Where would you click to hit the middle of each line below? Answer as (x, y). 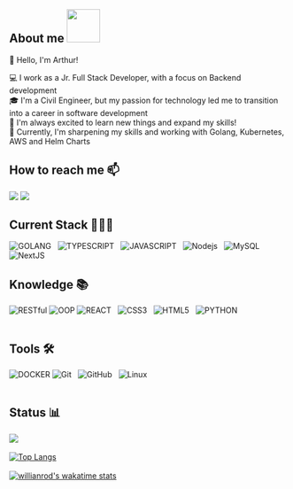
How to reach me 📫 (65, 171)
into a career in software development (78, 113)
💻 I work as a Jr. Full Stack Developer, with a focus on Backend (125, 77)
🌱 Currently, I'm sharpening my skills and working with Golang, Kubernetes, (147, 132)
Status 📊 (35, 413)
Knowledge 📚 (49, 284)
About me (37, 39)
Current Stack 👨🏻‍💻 (62, 225)
